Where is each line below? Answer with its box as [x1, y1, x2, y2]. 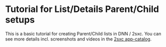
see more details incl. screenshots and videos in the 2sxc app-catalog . [5, 36, 152, 42]
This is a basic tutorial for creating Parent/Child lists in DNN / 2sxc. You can [5, 30, 161, 36]
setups [5, 14, 35, 25]
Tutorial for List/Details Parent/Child [5, 3, 159, 15]
